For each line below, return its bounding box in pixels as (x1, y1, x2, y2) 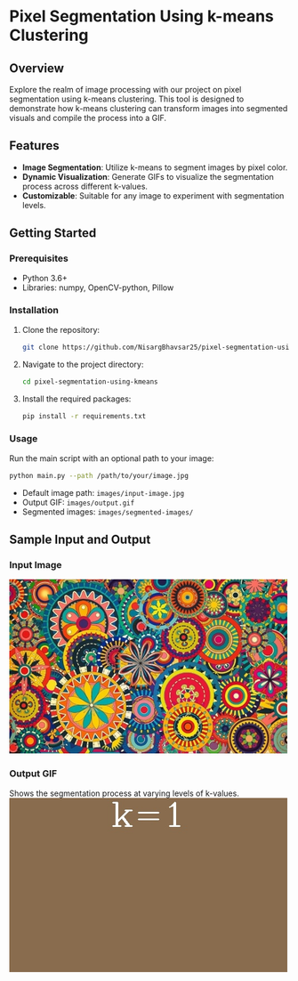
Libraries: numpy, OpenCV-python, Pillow (21, 282, 174, 293)
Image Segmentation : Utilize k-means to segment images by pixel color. (21, 162, 288, 173)
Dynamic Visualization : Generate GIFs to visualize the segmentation (21, 171, 274, 182)
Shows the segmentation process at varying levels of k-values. (9, 788, 240, 799)
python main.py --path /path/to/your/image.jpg (9, 471, 189, 480)
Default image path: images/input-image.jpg (21, 487, 185, 498)
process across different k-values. (21, 181, 149, 191)
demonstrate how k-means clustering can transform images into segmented (9, 103, 288, 113)
